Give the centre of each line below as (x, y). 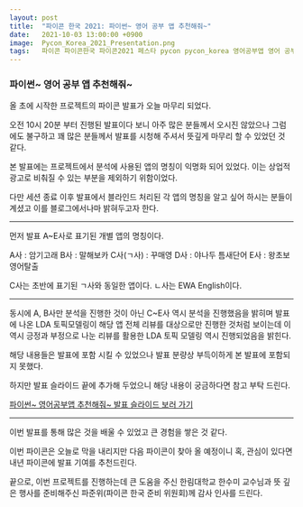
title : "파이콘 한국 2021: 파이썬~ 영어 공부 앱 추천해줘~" (110, 26)
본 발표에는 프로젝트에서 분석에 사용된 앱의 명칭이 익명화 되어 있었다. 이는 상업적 (150, 167)
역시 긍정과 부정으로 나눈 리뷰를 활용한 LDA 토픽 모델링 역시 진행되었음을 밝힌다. (150, 336)
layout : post (34, 18)
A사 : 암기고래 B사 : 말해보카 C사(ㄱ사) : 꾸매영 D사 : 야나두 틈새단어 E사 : (138, 255)
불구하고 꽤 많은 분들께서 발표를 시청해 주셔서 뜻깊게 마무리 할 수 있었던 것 (156, 136)
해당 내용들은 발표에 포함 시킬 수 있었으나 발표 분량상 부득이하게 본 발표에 (138, 355)
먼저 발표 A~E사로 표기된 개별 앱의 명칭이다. (87, 236)
